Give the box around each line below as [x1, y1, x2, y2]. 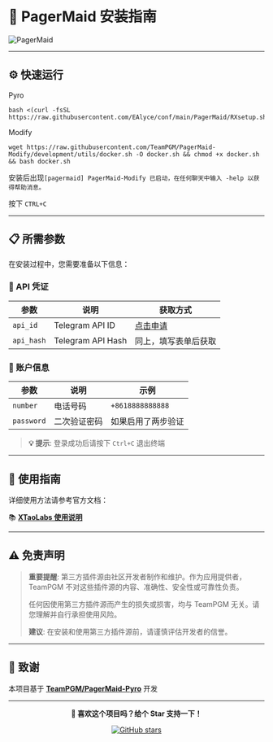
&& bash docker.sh [8, 157, 71, 165]
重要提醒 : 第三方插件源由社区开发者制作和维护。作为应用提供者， [28, 571, 246, 582]
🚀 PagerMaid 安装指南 [8, 7, 157, 26]
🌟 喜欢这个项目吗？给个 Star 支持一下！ [71, 709, 202, 718]
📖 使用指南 [8, 472, 61, 486]
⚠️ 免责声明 [8, 548, 65, 562]
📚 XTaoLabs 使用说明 [8, 512, 83, 522]
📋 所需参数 [8, 233, 66, 247]
